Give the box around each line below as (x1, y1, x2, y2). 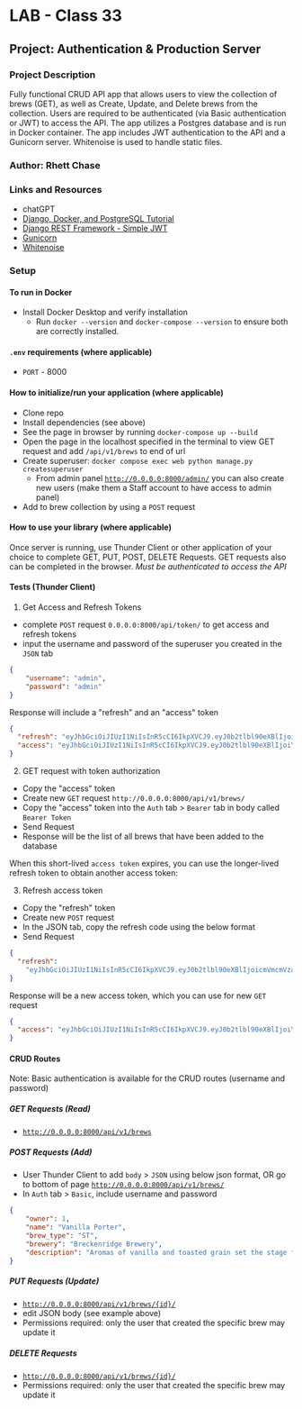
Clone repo (22, 407, 65, 418)
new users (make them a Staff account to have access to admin (35, 482, 272, 493)
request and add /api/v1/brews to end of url (22, 445, 186, 456)
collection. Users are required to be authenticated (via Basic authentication (9, 107, 287, 118)
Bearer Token (22, 814, 72, 823)
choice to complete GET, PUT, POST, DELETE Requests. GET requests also (9, 551, 287, 562)
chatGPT (22, 204, 56, 214)
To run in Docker (9, 286, 73, 297)
